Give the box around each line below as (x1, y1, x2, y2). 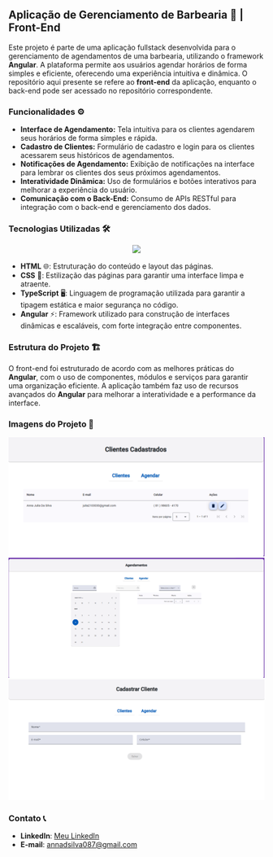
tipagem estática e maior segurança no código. (19, 300, 179, 310)
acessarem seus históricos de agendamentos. (19, 151, 175, 160)
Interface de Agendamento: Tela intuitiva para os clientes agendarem (19, 125, 255, 134)
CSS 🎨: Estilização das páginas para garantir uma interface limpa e (19, 270, 245, 281)
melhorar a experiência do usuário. (19, 185, 138, 195)
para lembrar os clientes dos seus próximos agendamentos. (19, 168, 221, 177)
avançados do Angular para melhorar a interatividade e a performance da (8, 389, 256, 399)
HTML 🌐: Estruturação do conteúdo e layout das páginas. (19, 261, 214, 271)
